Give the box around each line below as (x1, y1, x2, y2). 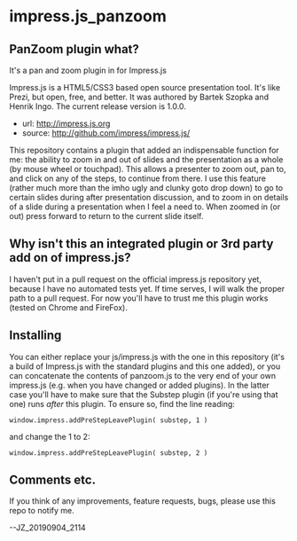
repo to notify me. (9, 506, 74, 516)
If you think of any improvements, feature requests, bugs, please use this (9, 496, 277, 506)
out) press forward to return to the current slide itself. (9, 211, 204, 221)
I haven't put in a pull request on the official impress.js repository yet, (9, 273, 262, 285)
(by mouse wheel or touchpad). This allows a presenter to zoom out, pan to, (9, 164, 286, 174)
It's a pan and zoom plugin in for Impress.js (9, 65, 167, 75)
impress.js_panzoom (9, 6, 167, 27)
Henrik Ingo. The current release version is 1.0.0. (9, 101, 186, 112)
